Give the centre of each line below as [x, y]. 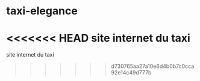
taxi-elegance [42, 11]
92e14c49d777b [131, 73]
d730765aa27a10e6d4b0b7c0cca [153, 66]
